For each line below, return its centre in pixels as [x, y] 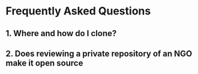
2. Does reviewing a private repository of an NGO [99, 53]
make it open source [44, 63]
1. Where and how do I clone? [61, 33]
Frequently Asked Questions [78, 11]
